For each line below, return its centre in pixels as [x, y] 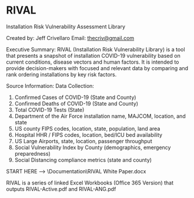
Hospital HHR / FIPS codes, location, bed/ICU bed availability [88, 135]
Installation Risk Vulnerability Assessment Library [66, 27]
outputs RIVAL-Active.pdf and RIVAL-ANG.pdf [61, 189]
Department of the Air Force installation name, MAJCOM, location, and [100, 116]
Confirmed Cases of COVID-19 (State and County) [75, 97]
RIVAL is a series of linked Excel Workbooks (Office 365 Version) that [90, 183]
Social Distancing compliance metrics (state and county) [83, 160]
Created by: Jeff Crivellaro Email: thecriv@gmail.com [70, 38]
